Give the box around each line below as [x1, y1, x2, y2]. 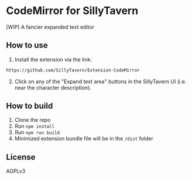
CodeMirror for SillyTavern [6, 4, 139, 18]
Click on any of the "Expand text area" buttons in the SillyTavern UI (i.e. [14, 78, 187, 85]
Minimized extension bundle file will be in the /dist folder [14, 135, 153, 142]
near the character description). [14, 84, 92, 91]
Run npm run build [14, 129, 60, 136]
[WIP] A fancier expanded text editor [6, 23, 95, 30]
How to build [6, 101, 53, 111]
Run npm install [14, 123, 55, 130]
